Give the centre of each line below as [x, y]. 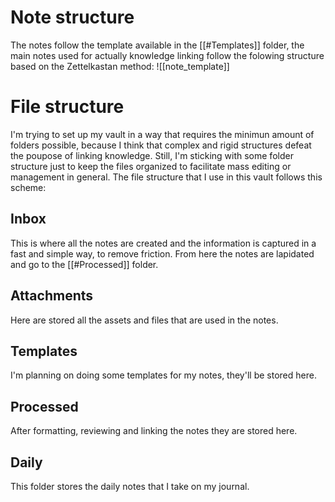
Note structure [72, 17]
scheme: [28, 187]
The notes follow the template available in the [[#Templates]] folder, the [157, 45]
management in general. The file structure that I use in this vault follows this [166, 177]
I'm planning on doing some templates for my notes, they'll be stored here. [163, 375]
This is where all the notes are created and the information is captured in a [163, 243]
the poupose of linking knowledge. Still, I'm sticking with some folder [152, 155]
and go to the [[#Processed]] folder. [84, 264]
